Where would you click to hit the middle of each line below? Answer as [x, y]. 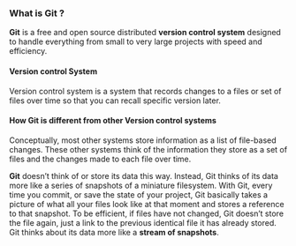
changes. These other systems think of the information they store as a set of [148, 149]
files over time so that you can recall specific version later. [115, 101]
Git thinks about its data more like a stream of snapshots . [114, 232]
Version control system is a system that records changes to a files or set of [145, 91]
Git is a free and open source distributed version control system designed [145, 33]
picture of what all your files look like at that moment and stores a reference [147, 204]
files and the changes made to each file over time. [100, 159]
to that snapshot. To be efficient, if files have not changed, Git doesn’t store [147, 213]
